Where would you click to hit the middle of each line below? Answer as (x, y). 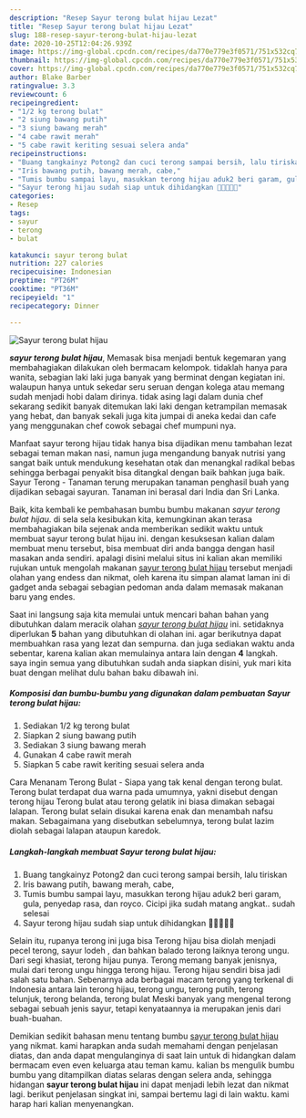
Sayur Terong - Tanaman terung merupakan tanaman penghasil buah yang (149, 482)
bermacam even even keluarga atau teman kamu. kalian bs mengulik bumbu (152, 1065)
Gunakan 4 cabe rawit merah (77, 755)
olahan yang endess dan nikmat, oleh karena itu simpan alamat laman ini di (150, 577)
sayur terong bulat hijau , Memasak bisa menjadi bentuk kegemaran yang (148, 358)
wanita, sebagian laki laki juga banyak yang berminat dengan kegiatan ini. (147, 377)
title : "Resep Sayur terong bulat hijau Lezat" (102, 26)
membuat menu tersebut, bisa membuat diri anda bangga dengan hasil (142, 548)
